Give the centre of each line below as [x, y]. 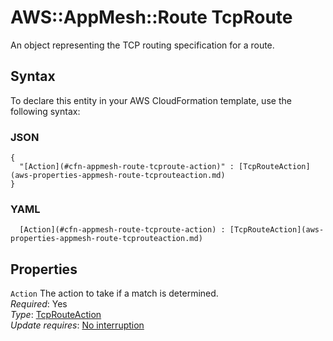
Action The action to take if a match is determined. [114, 293]
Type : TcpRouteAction [56, 315]
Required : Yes [39, 304]
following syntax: [45, 111]
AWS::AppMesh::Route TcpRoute [151, 17]
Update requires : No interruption [77, 325]
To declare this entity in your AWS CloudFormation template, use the [151, 100]
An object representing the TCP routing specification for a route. [142, 45]
